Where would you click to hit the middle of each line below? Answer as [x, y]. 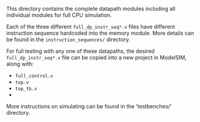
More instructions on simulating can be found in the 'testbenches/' [89, 106]
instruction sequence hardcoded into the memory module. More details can [100, 33]
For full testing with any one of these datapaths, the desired [81, 51]
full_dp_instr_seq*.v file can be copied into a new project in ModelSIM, [97, 57]
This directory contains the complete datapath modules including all [91, 9]
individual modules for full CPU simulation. [59, 15]
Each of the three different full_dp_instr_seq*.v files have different [91, 27]
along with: [20, 64]
